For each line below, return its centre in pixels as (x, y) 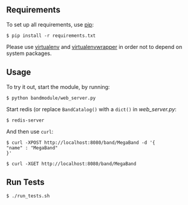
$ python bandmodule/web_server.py (51, 98)
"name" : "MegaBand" (32, 148)
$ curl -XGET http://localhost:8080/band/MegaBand (71, 164)
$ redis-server (25, 120)
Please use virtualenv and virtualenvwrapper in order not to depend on (94, 47)
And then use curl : (30, 131)
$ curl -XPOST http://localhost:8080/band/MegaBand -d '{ (81, 142)
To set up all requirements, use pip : (50, 24)
